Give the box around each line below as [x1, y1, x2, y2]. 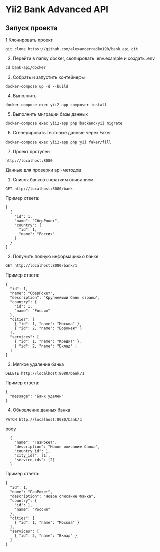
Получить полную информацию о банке [12, 253, 99, 259]
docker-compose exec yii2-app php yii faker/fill [5, 140, 112, 145]
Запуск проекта [5, 24, 58, 32]
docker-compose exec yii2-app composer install [5, 102, 107, 107]
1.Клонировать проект [5, 37, 53, 43]
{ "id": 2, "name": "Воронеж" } [14, 326, 82, 331]
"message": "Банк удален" [10, 394, 64, 399]
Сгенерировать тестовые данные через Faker [12, 130, 111, 135]
